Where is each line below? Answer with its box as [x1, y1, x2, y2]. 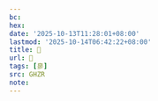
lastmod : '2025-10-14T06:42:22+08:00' [9, 37, 152, 47]
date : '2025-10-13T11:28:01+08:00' [9, 29, 140, 38]
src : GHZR [9, 70, 46, 79]
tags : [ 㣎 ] [9, 62, 49, 71]
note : [9, 78, 29, 87]
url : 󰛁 [9, 54, 34, 62]
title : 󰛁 [9, 46, 41, 54]
